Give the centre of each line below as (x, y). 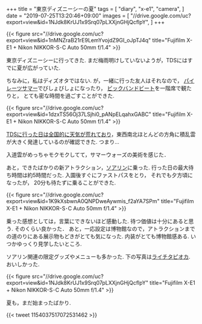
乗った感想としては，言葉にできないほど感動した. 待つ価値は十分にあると (97, 221)
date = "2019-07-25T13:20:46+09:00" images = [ (68, 16)
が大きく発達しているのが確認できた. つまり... (63, 142)
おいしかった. (23, 264)
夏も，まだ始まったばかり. (39, 303)
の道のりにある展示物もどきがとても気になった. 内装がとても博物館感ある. (98, 236)
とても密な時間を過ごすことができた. (69, 96)
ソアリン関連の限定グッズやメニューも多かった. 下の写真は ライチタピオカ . (99, 257)
